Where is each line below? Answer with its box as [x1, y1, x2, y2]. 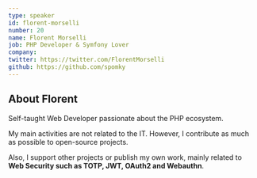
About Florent [8, 93, 78, 106]
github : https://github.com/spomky [8, 63, 126, 71]
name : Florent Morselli [8, 33, 87, 42]
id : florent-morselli [8, 19, 80, 27]
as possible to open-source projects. [8, 137, 128, 146]
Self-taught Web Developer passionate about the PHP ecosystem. [8, 113, 224, 123]
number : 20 [8, 26, 44, 34]
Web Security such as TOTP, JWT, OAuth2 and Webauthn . [8, 161, 205, 170]
